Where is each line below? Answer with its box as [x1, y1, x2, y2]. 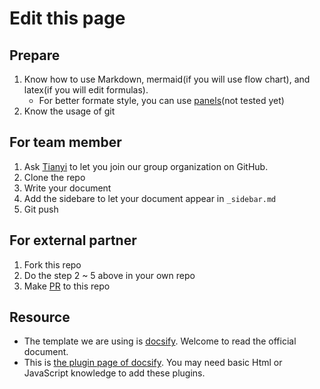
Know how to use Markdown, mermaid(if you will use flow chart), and [23, 73, 311, 85]
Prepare [9, 47, 61, 64]
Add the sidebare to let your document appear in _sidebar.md [23, 192, 277, 204]
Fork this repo [23, 258, 82, 271]
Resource [9, 309, 71, 326]
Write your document [23, 182, 112, 194]
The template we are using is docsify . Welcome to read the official [23, 335, 297, 347]
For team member [9, 134, 122, 151]
